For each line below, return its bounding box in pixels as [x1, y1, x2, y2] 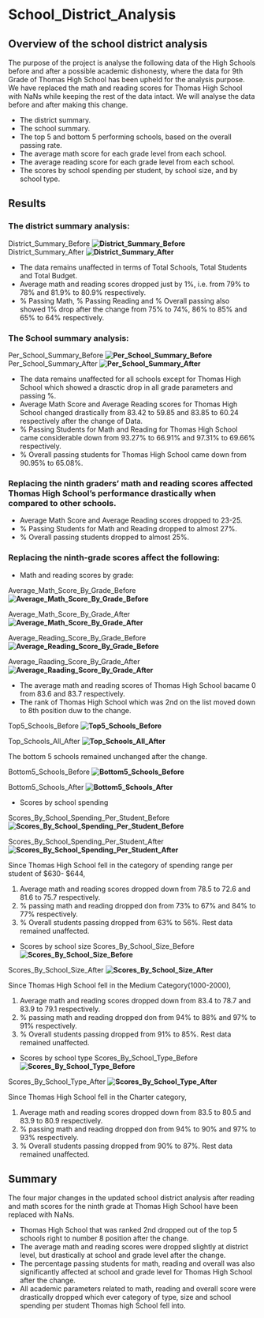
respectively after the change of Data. [19, 416, 143, 425]
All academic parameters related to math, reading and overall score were [19, 1284, 256, 1293]
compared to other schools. [8, 497, 117, 508]
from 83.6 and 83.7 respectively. [19, 689, 126, 698]
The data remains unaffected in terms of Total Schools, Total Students [19, 262, 247, 272]
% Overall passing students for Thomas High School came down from [19, 449, 247, 459]
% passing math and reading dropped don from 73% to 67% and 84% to [19, 901, 256, 910]
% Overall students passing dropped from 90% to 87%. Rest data [19, 1141, 233, 1150]
